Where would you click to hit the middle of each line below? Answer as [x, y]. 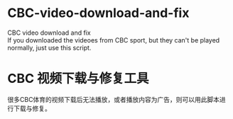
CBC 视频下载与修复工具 [78, 79]
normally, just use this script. [49, 47]
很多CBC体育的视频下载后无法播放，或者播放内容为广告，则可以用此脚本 [114, 99]
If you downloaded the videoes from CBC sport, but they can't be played [114, 40]
